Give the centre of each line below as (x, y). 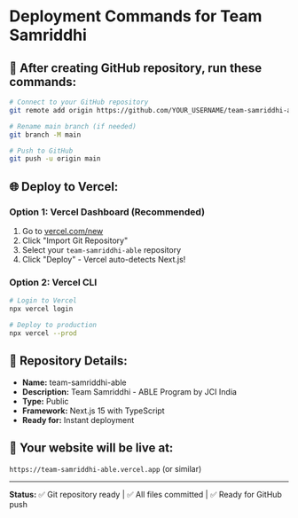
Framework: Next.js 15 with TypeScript (94, 411)
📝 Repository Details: (69, 361)
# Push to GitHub (41, 151)
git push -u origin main (55, 159)
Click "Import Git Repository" (75, 240)
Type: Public (45, 401)
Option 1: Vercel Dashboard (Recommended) (107, 212)
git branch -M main (45, 135)
